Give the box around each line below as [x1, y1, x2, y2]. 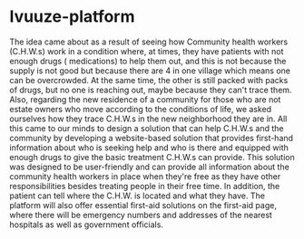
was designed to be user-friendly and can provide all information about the [9, 161, 290, 172]
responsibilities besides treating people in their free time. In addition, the [9, 180, 280, 191]
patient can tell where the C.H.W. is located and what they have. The [9, 190, 266, 201]
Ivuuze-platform [9, 6, 135, 27]
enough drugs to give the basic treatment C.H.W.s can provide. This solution [9, 151, 295, 162]
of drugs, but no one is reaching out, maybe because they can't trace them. [9, 84, 292, 95]
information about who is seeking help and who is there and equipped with [9, 142, 289, 153]
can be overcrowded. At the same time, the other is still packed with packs [9, 74, 289, 85]
